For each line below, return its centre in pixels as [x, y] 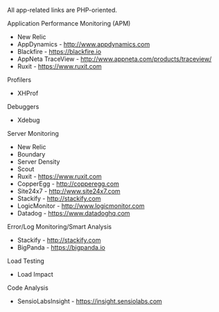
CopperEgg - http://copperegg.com [68, 184]
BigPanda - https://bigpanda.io [61, 248]
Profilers [19, 80]
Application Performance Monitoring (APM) [69, 23]
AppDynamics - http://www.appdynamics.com [84, 44]
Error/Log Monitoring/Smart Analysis [60, 227]
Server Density [38, 162]
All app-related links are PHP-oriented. [62, 10]
